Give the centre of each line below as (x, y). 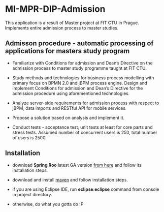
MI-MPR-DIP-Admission (55, 9)
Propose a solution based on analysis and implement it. (68, 118)
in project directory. (32, 194)
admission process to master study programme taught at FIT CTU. (79, 68)
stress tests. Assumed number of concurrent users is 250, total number (85, 132)
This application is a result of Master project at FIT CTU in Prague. (72, 23)
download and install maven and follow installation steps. (70, 180)
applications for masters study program (67, 51)
